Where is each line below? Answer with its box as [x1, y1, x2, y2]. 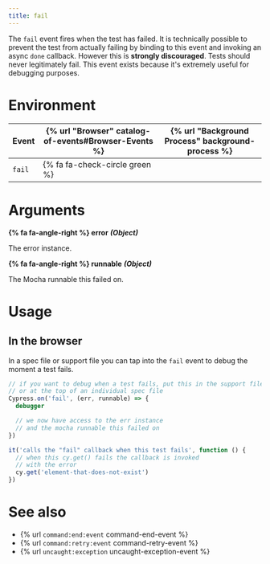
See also [8, 503, 67, 521]
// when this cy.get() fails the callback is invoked [15, 453, 199, 462]
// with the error [15, 461, 78, 469]
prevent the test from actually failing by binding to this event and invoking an [8, 42, 262, 52]
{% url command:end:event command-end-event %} [19, 529, 189, 539]
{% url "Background [170, 125, 249, 137]
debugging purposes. [8, 67, 80, 77]
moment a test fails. [8, 364, 74, 374]
